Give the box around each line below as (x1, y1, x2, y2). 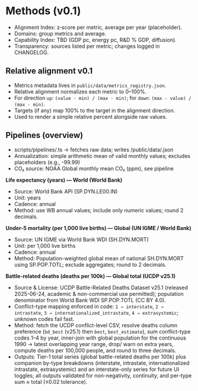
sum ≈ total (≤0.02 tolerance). (14, 378, 88, 385)
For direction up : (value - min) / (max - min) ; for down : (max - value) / (14, 94, 192, 101)
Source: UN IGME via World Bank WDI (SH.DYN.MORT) (14, 235, 149, 243)
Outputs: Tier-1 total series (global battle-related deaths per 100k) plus (14, 353, 186, 360)
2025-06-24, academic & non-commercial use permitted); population (14, 290, 184, 297)
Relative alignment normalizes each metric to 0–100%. (14, 88, 147, 95)
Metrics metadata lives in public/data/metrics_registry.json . (14, 82, 167, 89)
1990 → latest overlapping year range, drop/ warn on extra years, (14, 340, 174, 347)
